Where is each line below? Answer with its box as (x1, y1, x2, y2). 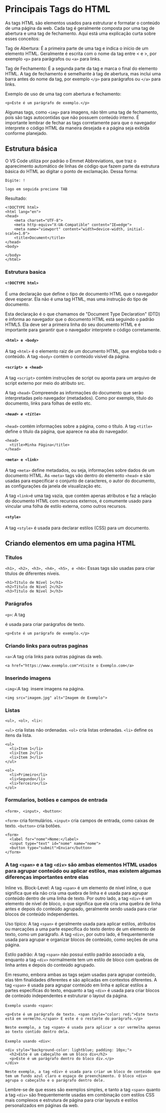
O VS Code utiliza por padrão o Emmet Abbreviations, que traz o (5, 158, 137, 164)
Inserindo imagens (5, 675, 51, 681)
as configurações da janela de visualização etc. (5, 483, 103, 489)
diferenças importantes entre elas (5, 873, 89, 880)
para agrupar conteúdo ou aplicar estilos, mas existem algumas (5, 867, 162, 874)
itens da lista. (5, 732, 32, 738)
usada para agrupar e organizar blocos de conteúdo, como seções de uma (5, 936, 158, 943)
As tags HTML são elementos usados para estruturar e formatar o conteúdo (5, 20, 160, 26)
